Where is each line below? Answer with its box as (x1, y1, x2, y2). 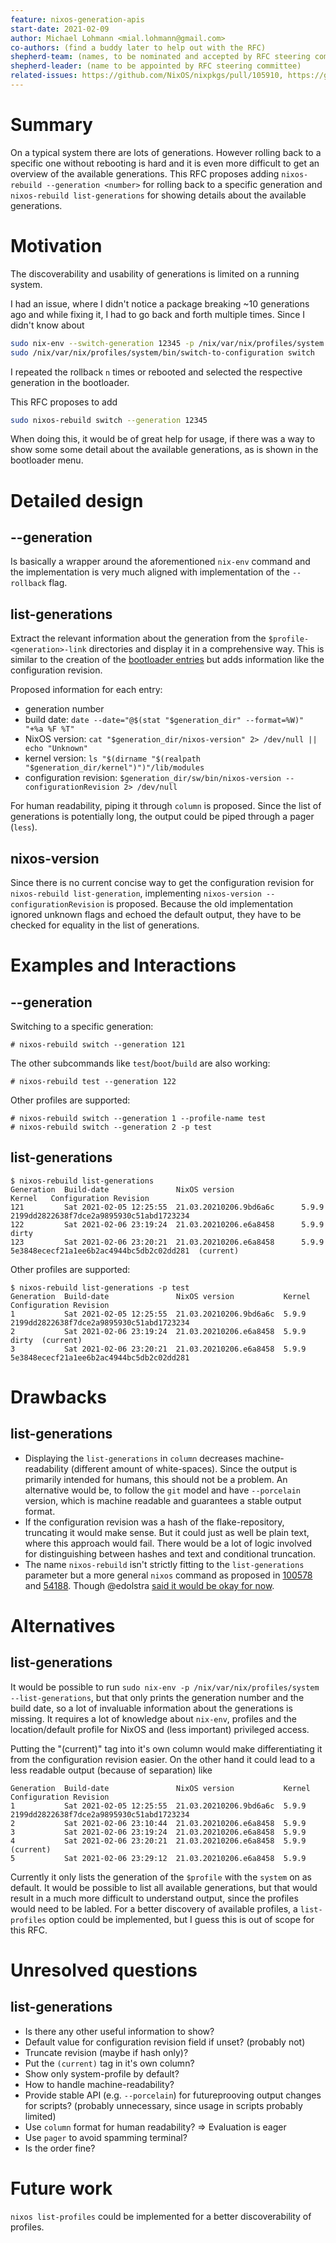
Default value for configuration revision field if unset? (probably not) (24, 2036, 306, 2048)
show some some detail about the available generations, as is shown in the (10, 444, 319, 456)
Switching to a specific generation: (10, 1021, 154, 1032)
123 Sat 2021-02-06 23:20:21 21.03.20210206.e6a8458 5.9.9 (10, 1237, 325, 1247)
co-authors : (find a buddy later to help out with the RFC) (10, 42, 267, 53)
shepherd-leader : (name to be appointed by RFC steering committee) (10, 61, 302, 71)
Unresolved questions (10, 1959, 198, 1981)
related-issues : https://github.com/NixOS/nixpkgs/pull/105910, (10, 71, 284, 81)
